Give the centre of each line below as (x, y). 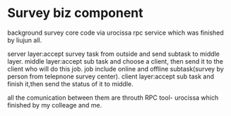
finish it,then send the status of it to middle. (71, 83)
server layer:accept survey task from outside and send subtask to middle (114, 54)
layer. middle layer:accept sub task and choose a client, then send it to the (115, 61)
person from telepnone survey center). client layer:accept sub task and (111, 76)
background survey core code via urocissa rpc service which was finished (115, 33)
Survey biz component (75, 13)
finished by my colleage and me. (55, 105)
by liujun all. (25, 40)
